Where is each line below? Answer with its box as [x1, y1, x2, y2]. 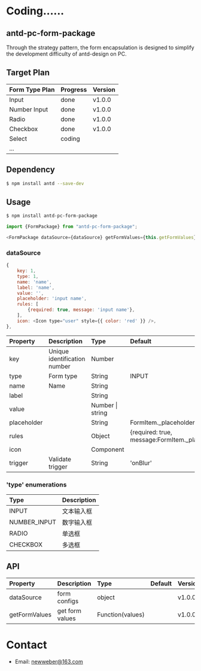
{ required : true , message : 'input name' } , [28, 307, 135, 313]
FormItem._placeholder [130, 418, 196, 427]
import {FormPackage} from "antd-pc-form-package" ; [6, 223, 138, 230]
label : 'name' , [17, 285, 55, 291]
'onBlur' [130, 458, 153, 467]
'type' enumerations [6, 480, 67, 489]
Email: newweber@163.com [14, 658, 84, 665]
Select [9, 134, 28, 143]
